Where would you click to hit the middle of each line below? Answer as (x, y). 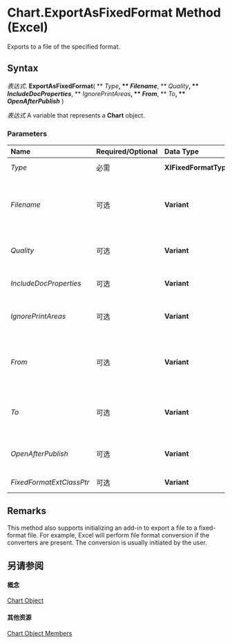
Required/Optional (127, 151)
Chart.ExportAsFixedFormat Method (114, 13)
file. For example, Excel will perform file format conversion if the (118, 535)
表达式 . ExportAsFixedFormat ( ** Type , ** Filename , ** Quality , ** (103, 86)
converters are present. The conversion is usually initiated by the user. (107, 542)
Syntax (23, 68)
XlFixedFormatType (197, 167)
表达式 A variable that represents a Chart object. (76, 115)
